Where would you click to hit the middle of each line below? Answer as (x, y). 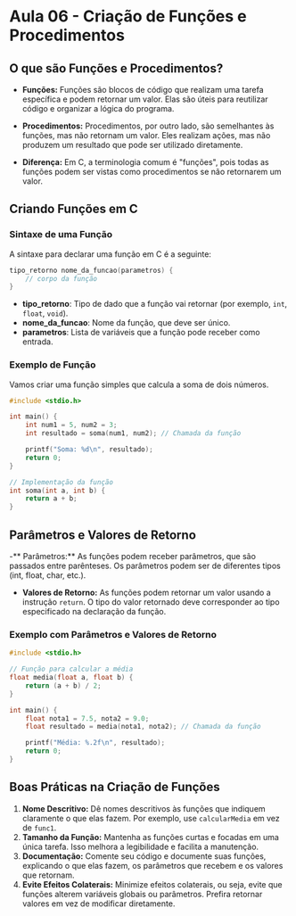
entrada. (37, 342)
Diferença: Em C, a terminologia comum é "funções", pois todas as (145, 162)
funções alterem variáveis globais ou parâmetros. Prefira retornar (142, 894)
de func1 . (39, 828)
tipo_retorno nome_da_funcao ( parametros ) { (91, 270)
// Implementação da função (62, 482)
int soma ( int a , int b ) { (57, 491)
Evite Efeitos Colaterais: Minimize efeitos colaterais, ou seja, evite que (152, 884)
